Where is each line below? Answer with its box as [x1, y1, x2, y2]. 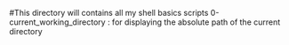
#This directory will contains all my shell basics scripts [9, 8, 209, 18]
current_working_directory [9, 17, 106, 27]
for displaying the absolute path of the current [111, 17, 281, 27]
